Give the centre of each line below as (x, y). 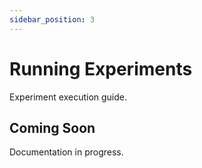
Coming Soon (52, 127)
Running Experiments (101, 68)
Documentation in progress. (66, 152)
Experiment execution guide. (68, 97)
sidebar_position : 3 (52, 19)
